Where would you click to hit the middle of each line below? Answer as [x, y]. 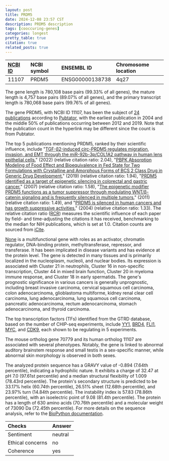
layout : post [19, 10]
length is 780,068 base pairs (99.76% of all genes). [58, 103]
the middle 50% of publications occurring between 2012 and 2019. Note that [84, 123]
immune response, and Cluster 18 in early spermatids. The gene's [73, 277]
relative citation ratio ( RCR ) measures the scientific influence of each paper [83, 213]
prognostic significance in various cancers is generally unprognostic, [77, 282]
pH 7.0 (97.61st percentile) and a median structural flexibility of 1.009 [76, 376]
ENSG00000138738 [86, 79]
